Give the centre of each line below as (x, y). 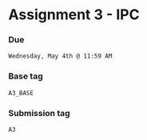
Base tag (26, 76)
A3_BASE (21, 93)
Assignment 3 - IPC (74, 15)
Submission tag (39, 113)
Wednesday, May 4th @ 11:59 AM (60, 56)
